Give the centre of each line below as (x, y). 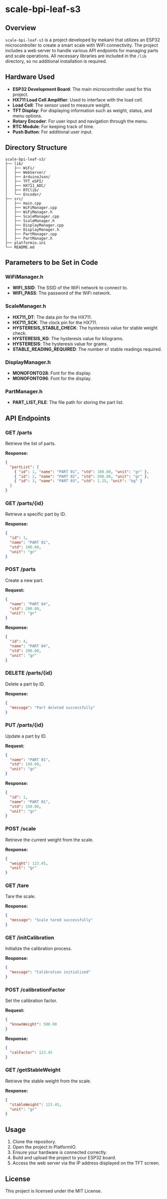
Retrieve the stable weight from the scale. (48, 1081)
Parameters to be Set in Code (52, 263)
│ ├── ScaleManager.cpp (32, 216)
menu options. (27, 116)
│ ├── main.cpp (23, 203)
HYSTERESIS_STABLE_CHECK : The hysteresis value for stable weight (85, 328)
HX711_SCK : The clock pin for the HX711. (55, 322)
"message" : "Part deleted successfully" (52, 708)
